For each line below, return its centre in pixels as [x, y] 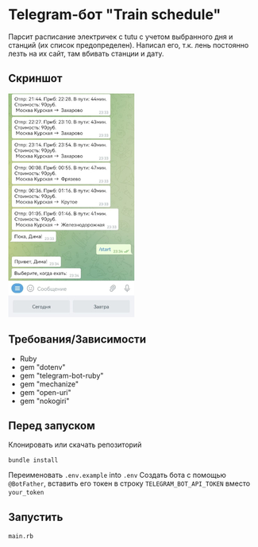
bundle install [33, 460]
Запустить [36, 517]
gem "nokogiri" [44, 401]
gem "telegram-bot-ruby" [62, 375]
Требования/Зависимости [77, 339]
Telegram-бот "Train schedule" [115, 15]
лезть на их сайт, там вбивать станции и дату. [86, 53]
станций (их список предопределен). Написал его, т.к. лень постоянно [129, 45]
